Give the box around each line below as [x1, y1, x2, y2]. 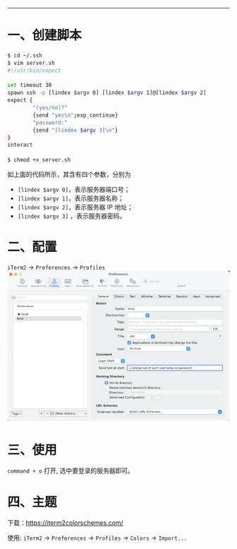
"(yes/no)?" [32, 104, 68, 112]
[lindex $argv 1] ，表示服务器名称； [17, 194, 125, 202]
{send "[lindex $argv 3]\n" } [32, 127, 119, 134]
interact [7, 141, 33, 149]
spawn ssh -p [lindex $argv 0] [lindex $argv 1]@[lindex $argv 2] [7, 89, 207, 96]
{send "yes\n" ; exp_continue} [32, 111, 119, 119]
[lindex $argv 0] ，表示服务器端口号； [17, 185, 130, 194]
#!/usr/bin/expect [7, 67, 61, 74]
